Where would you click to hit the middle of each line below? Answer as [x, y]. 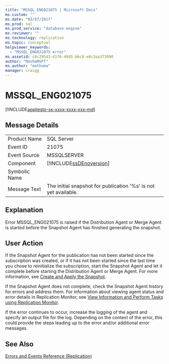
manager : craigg [22, 71]
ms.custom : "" [20, 15]
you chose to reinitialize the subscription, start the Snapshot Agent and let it [84, 266]
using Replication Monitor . [32, 303]
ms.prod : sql [19, 24]
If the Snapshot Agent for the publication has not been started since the [79, 255]
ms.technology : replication [35, 38]
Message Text [24, 189]
